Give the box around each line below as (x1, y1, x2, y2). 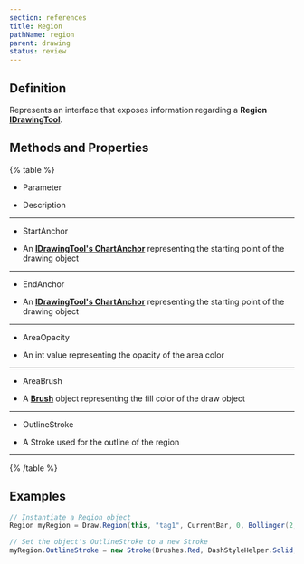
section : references (9, 13, 88, 23)
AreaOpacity (22, 331, 71, 342)
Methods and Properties (9, 140, 149, 156)
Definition (9, 81, 66, 96)
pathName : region (9, 30, 75, 39)
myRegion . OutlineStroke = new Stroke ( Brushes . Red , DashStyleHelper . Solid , (9, 546, 298, 555)
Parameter (22, 182, 62, 193)
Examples (9, 489, 66, 504)
